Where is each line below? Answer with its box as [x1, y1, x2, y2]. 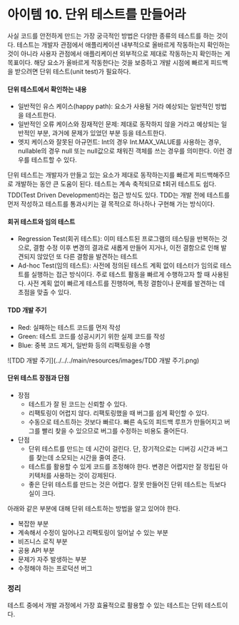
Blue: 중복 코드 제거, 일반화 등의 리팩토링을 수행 [17, 340, 151, 350]
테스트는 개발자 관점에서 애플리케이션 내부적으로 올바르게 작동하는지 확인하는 [16, 40, 230, 49]
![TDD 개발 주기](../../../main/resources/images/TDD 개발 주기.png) [7, 356, 200, 365]
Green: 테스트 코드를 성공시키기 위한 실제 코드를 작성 [17, 332, 166, 340]
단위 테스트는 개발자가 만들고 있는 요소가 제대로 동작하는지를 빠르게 [7, 171, 194, 179]
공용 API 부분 [17, 546, 55, 554]
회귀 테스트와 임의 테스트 [7, 217, 76, 225]
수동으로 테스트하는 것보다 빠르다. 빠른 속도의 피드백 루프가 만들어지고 [28, 417, 223, 426]
